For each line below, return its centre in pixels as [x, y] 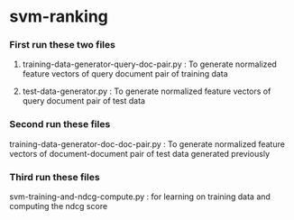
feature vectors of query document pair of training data [125, 74]
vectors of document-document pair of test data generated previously [140, 153]
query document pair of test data [84, 101]
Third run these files [55, 177]
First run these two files [62, 45]
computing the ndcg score [59, 206]
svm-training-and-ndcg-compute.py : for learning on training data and [140, 197]
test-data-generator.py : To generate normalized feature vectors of [147, 91]
